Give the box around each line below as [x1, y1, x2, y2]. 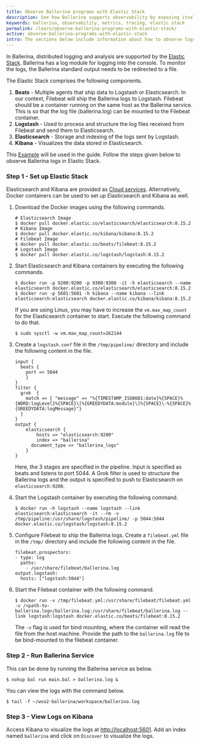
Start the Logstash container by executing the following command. [14, 494, 179, 501]
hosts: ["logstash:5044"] [20, 575, 85, 582]
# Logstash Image [14, 247, 58, 253]
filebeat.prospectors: [14, 550, 71, 556]
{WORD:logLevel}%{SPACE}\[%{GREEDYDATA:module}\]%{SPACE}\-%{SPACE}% [14, 401, 192, 407]
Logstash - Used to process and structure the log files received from [14, 121, 185, 127]
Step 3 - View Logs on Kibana [6, 712, 93, 721]
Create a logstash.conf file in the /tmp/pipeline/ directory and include [14, 341, 189, 348]
